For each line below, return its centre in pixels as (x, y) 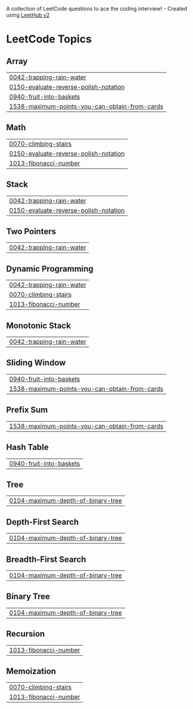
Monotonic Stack (39, 325)
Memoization (31, 671)
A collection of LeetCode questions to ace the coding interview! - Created (97, 9)
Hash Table (27, 447)
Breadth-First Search (46, 559)
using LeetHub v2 (28, 15)
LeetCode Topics (49, 39)
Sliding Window (36, 363)
